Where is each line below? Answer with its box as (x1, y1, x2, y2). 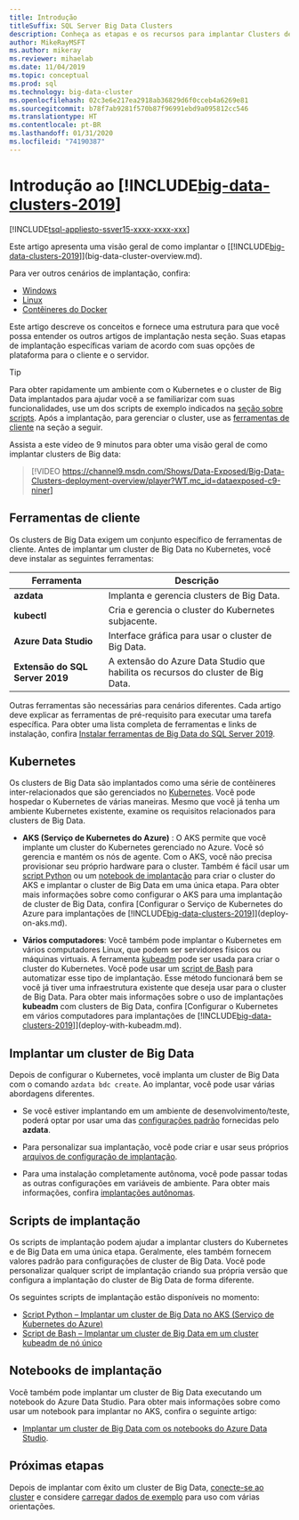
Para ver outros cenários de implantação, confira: (9, 268, 191, 279)
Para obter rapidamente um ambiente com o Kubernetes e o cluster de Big (9, 384, 282, 394)
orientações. (9, 1500, 56, 1511)
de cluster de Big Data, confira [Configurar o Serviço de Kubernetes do (21, 899, 283, 910)
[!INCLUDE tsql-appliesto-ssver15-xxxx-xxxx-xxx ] (9, 223, 190, 234)
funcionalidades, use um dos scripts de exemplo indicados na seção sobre (9, 402, 284, 414)
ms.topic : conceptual (9, 71, 90, 80)
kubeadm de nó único (21, 1337, 102, 1348)
